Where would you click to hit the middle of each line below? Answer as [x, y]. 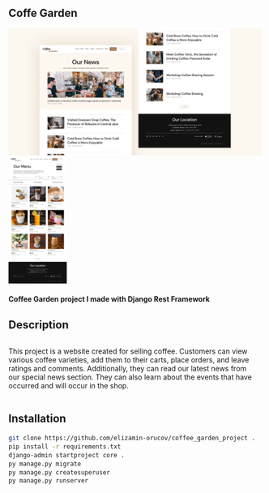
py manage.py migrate [45, 464]
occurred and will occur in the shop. [69, 386]
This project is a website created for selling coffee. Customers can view [128, 351]
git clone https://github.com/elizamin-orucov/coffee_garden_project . [132, 438]
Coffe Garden [43, 13]
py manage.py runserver [49, 481]
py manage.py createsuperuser [60, 472]
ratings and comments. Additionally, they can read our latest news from [128, 369]
